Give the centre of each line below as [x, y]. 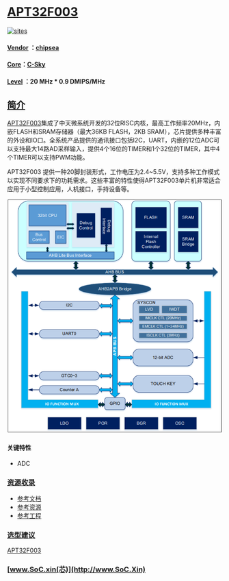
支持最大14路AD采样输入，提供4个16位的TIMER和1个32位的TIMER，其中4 [116, 149]
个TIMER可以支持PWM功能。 [48, 157]
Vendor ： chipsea [33, 47]
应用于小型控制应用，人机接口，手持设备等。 [70, 188]
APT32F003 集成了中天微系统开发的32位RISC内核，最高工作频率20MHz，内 [114, 123]
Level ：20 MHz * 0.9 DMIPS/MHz [56, 81]
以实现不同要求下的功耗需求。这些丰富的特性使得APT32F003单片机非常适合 [114, 180]
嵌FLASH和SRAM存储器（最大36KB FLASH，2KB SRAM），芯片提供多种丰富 [114, 132]
